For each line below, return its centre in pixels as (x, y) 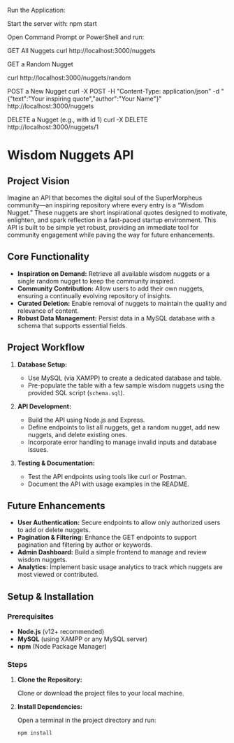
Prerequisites (30, 616)
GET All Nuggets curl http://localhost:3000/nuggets (81, 51)
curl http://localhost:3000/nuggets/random (69, 78)
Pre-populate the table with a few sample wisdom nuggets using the (126, 385)
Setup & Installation (51, 596)
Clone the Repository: (50, 679)
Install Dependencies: (50, 707)
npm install (35, 733)
